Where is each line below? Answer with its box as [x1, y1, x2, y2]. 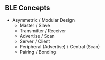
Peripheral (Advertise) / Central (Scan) [19, 43, 100, 49]
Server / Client [19, 38, 50, 44]
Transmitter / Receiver [19, 27, 66, 34]
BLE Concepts [5, 4, 50, 12]
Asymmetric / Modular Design [12, 17, 75, 23]
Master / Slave [19, 22, 50, 28]
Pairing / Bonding [19, 49, 56, 55]
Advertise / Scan [19, 33, 55, 39]
